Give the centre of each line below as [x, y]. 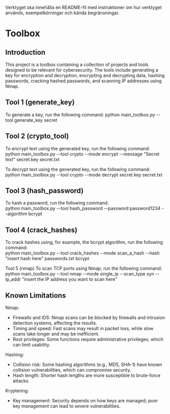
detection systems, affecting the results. [55, 323]
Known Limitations [36, 295]
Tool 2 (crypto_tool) [37, 136]
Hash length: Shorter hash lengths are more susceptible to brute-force [87, 376]
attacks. [21, 381]
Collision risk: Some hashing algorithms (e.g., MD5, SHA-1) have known [87, 364]
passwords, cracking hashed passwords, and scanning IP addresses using [83, 81]
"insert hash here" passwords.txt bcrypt [47, 259]
